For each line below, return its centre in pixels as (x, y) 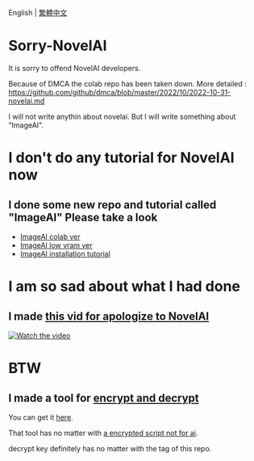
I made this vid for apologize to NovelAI (109, 316)
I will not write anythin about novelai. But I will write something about (122, 116)
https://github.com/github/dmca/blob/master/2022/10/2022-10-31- (120, 92)
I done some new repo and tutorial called (112, 205)
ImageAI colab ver (50, 237)
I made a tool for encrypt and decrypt (104, 398)
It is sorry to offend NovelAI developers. (75, 68)
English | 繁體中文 (38, 13)
